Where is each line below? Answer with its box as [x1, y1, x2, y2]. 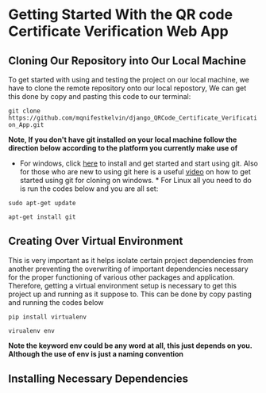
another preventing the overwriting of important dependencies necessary [8, 264, 249, 273]
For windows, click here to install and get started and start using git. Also [19, 158, 258, 168]
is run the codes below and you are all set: [19, 184, 159, 193]
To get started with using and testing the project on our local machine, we [8, 75, 250, 84]
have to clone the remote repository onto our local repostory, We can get [8, 83, 247, 93]
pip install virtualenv [8, 313, 87, 321]
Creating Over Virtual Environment [8, 235, 183, 248]
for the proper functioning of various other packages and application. [8, 272, 235, 282]
